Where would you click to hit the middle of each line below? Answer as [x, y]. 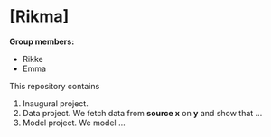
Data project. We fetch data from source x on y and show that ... [142, 113]
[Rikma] [39, 17]
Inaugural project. [55, 103]
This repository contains [55, 86]
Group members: [42, 41]
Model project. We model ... [74, 123]
